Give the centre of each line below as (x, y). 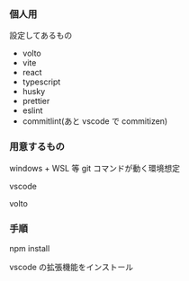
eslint (32, 110)
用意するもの (37, 147)
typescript (41, 82)
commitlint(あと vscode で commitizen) (95, 121)
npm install (30, 248)
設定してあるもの (41, 35)
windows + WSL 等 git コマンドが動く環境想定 (94, 168)
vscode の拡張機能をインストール (72, 267)
